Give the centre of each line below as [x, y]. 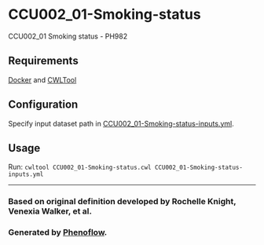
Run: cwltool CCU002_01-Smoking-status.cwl [80, 167]
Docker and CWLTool [42, 79]
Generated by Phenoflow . [58, 232]
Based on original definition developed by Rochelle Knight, [122, 202]
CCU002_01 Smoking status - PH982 [68, 36]
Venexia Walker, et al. [50, 211]
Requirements [43, 61]
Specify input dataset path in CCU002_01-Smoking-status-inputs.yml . [121, 123]
